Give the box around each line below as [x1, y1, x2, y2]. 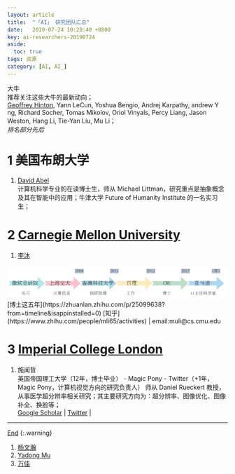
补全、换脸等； [17, 400, 61, 409]
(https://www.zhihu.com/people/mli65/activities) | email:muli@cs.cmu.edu [7, 316, 222, 325]
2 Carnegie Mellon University [7, 226, 180, 243]
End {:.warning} [7, 428, 52, 437]
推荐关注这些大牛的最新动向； [7, 93, 93, 101]
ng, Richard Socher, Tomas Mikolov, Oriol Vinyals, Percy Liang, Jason [7, 108, 207, 116]
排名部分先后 [7, 125, 44, 133]
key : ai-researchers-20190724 [7, 34, 96, 41]
